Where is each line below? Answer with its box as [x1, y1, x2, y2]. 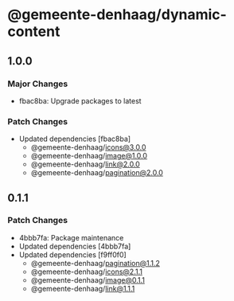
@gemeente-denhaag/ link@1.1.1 [30, 283, 135, 293]
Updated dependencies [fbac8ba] [18, 134, 131, 144]
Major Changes [7, 78, 68, 89]
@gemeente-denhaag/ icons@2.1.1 [30, 267, 142, 276]
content [7, 22, 60, 41]
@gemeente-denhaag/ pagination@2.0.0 [30, 168, 164, 178]
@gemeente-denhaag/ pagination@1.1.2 [30, 258, 161, 268]
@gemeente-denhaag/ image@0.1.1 [30, 275, 145, 284]
